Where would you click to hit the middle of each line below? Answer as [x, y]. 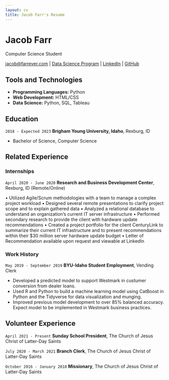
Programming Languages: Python [49, 92]
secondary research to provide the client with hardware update [71, 219]
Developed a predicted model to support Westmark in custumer [79, 281]
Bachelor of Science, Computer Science [55, 141]
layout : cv [17, 10]
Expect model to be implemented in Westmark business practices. [82, 308]
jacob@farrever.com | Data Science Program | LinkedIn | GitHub [72, 64]
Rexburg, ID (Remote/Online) [35, 188]
